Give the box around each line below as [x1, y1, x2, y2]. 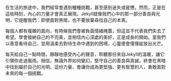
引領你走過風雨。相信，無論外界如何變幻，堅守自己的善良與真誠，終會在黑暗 [5, 58, 166, 63]
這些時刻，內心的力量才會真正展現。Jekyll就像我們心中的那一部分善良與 [5, 11, 156, 17]
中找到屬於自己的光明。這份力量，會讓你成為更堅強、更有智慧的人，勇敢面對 [5, 64, 166, 70]
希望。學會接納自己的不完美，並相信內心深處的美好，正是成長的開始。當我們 [5, 34, 166, 40]
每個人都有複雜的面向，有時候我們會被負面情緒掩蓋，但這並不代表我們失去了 [5, 28, 166, 34]
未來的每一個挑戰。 [5, 70, 46, 76]
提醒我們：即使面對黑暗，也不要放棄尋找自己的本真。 [18, 17, 130, 23]
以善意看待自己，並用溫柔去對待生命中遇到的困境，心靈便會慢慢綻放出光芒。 [5, 40, 166, 47]
